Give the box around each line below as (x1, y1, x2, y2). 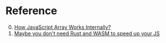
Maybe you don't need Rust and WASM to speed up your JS (14, 29, 160, 37)
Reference (5, 4, 57, 18)
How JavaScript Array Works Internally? (14, 24, 111, 31)
